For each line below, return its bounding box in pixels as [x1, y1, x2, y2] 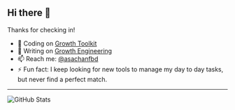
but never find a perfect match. [17, 75, 107, 83]
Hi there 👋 [7, 7, 51, 19]
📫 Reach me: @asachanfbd [17, 54, 99, 63]
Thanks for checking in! [7, 25, 76, 34]
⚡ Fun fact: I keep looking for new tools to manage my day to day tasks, [17, 64, 224, 74]
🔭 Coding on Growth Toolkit [17, 39, 97, 48]
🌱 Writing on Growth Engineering [17, 46, 113, 55]
